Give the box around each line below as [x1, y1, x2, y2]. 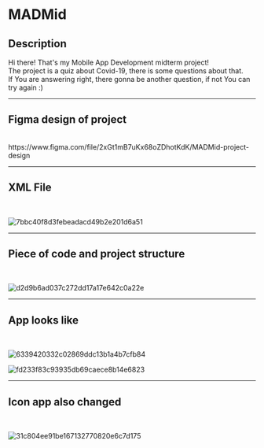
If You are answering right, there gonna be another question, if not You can [8, 75, 251, 83]
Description [8, 37, 67, 50]
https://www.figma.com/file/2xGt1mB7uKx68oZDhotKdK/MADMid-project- [8, 142, 250, 151]
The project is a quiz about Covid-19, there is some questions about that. [8, 66, 244, 76]
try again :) [8, 83, 43, 92]
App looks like [8, 313, 79, 327]
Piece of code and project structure [8, 247, 185, 261]
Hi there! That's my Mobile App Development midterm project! [8, 57, 210, 67]
